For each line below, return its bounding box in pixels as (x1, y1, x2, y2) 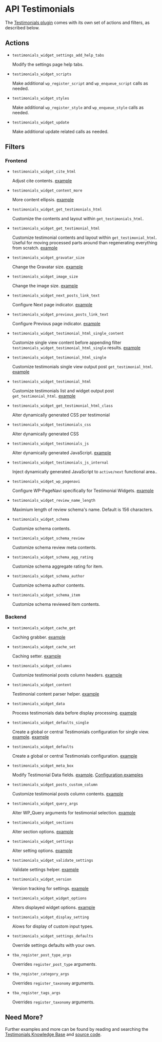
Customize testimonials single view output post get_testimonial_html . (12, 364, 154, 370)
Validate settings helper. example (12, 866, 79, 872)
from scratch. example (12, 245, 58, 251)
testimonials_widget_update (12, 120, 69, 125)
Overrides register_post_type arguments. (12, 961, 97, 967)
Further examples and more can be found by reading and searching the (5, 1026, 149, 1032)
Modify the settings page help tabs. (12, 61, 84, 67)
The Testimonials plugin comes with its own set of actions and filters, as (5, 20, 150, 25)
